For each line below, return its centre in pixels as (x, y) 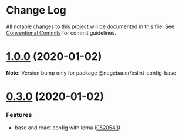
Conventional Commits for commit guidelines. (61, 32)
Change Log (36, 10)
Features (19, 115)
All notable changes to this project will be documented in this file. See (90, 26)
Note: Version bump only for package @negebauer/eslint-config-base (91, 73)
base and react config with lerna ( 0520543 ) (68, 128)
